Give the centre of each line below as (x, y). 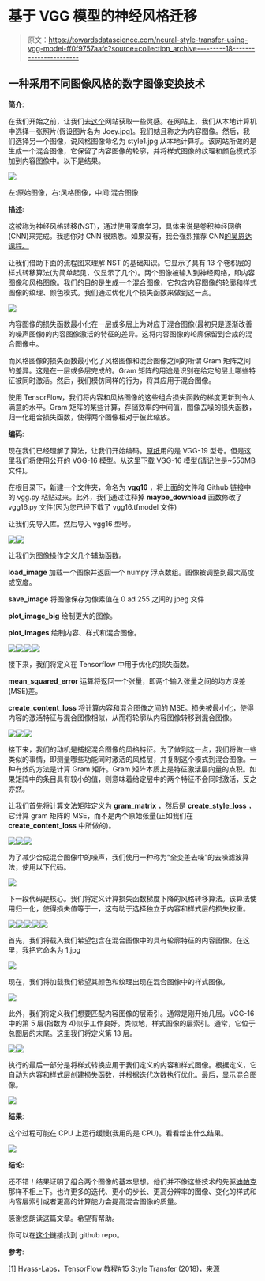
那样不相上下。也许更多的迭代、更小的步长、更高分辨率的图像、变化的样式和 (132, 1191)
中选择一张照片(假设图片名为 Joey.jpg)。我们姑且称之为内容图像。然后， (126, 131)
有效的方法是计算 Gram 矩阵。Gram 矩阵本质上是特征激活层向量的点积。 (132, 769)
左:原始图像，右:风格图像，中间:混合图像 (74, 192)
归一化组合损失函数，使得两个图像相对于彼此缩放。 (91, 417)
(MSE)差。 (25, 691)
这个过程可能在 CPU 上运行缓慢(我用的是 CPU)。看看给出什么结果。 (118, 1133)
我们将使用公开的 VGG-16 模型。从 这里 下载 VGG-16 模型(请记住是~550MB (135, 460)
